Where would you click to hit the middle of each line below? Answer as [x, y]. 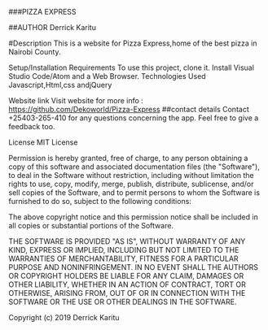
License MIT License [43, 142]
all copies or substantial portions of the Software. [91, 226]
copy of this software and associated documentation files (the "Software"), [134, 167]
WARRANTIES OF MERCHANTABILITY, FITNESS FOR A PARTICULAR [123, 258]
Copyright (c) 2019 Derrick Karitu [64, 317]
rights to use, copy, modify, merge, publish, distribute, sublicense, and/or [131, 184]
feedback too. [32, 126]
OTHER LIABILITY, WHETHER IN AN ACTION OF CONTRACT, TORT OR [127, 284]
